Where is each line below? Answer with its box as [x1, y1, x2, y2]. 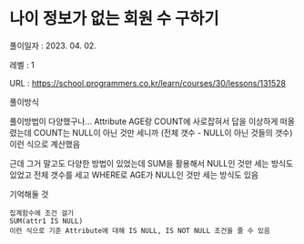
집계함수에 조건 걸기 [9, 208, 75, 218]
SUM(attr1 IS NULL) [9, 216, 84, 226]
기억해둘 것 [9, 188, 49, 199]
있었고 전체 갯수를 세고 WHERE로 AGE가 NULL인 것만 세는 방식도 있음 [9, 169, 259, 180]
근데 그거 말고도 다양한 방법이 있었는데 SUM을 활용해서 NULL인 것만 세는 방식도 [9, 158, 294, 168]
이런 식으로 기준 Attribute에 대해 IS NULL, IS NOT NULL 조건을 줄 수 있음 [9, 226, 271, 235]
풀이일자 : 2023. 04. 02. [9, 40, 97, 51]
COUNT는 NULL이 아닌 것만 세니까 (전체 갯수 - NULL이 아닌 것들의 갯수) [33, 127, 293, 137]
